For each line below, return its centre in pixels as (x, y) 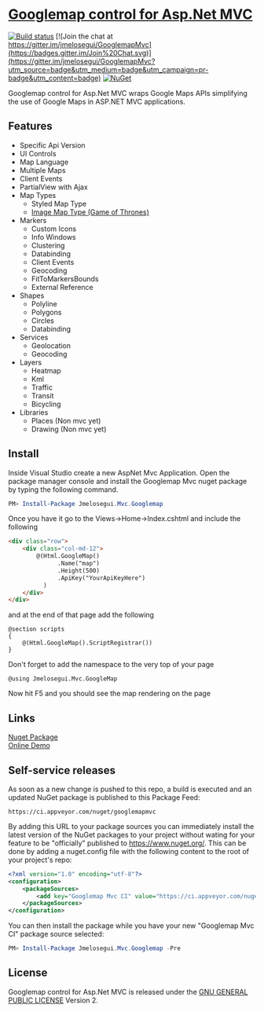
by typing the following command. (63, 489)
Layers (30, 362)
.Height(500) (79, 570)
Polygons (46, 312)
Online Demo (29, 746)
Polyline (44, 303)
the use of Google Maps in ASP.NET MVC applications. (97, 101)
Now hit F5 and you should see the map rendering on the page (109, 694)
